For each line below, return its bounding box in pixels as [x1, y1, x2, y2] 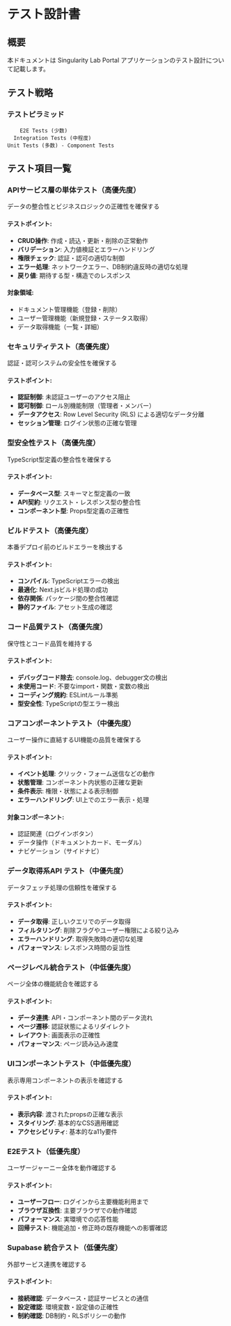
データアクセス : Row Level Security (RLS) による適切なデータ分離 [17, 410, 205, 418]
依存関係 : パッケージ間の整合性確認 [17, 594, 119, 603]
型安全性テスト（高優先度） [7, 438, 100, 448]
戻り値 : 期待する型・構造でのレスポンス [17, 271, 131, 279]
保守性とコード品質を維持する [7, 639, 93, 647]
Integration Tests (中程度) [13, 134, 92, 141]
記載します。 [13, 65, 50, 73]
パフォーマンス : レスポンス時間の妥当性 [17, 943, 131, 952]
